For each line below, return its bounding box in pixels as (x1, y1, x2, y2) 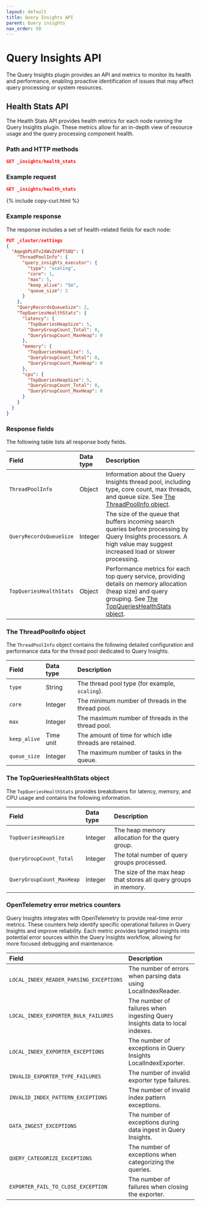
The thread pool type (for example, (77, 679, 175, 688)
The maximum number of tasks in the (77, 748, 182, 757)
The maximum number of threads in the (77, 714, 188, 722)
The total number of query (114, 850, 188, 859)
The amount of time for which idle (77, 731, 172, 740)
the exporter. (128, 1190, 165, 1198)
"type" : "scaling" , (28, 265, 77, 272)
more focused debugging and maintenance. (6, 940, 114, 947)
